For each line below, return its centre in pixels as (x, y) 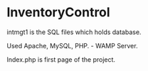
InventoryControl (59, 12)
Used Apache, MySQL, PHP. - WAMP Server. (72, 45)
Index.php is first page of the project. (61, 59)
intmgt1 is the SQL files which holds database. (74, 32)
